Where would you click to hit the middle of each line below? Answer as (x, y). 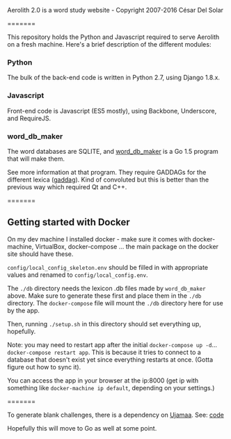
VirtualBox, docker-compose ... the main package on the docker (127, 246)
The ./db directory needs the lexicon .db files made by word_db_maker (107, 288)
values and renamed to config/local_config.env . (78, 275)
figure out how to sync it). (44, 367)
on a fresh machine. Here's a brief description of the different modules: (109, 44)
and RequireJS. (29, 118)
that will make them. (36, 159)
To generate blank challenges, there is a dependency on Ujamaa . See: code (115, 415)
